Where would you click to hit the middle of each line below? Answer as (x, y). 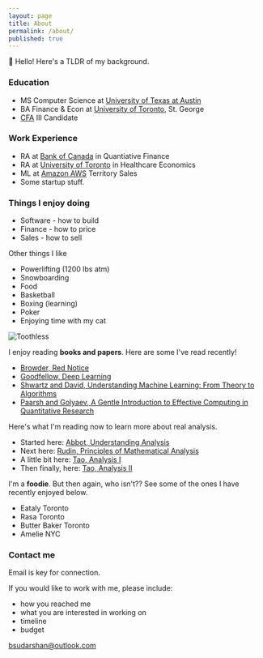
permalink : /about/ (41, 31)
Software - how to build (59, 220)
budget (32, 630)
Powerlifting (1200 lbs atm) (65, 269)
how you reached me (55, 604)
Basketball (37, 295)
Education (29, 83)
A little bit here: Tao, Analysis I (70, 459)
